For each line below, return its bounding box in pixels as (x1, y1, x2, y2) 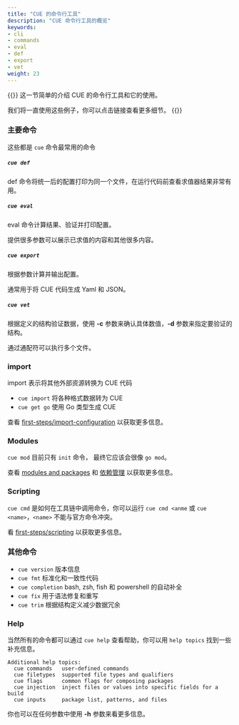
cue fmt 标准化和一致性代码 (17, 573, 98, 582)
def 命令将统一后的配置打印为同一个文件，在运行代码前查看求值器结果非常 (7, 177, 225, 185)
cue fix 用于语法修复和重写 (17, 591, 98, 600)
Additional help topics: (7, 659, 81, 667)
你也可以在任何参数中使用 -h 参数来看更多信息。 (7, 710, 150, 719)
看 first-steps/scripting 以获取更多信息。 (7, 528, 126, 536)
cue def (7, 160, 31, 167)
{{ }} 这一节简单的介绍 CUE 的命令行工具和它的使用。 (7, 91, 162, 99)
